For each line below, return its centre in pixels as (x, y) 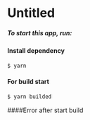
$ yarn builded (30, 97)
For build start (28, 82)
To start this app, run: (40, 32)
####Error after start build (45, 110)
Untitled (31, 13)
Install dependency (36, 51)
